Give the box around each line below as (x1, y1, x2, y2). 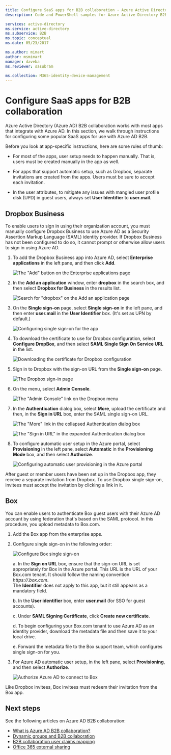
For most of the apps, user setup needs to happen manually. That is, (12, 153, 156, 160)
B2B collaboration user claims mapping (12, 738, 95, 744)
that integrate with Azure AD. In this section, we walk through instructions (5, 128, 159, 134)
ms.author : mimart (5, 49, 44, 55)
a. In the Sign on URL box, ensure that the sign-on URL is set (12, 560, 140, 566)
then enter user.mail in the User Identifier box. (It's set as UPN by (12, 310, 152, 316)
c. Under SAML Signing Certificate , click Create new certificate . (12, 613, 150, 619)
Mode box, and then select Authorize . (12, 452, 93, 457)
